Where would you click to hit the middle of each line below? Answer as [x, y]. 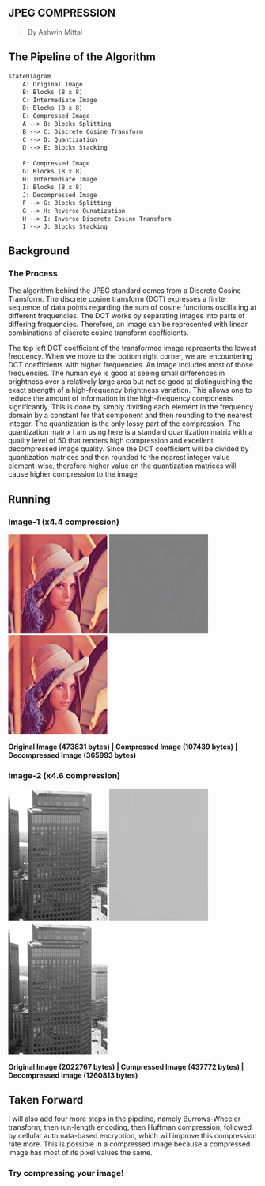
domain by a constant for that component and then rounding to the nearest [130, 416]
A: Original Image [53, 84]
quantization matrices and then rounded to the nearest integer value [119, 458]
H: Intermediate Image [60, 179]
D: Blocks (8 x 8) [53, 108]
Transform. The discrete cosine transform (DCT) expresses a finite [117, 299]
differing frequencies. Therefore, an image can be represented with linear [128, 325]
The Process [33, 273]
